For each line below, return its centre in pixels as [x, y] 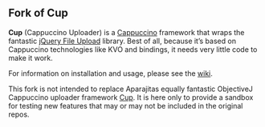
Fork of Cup [38, 13]
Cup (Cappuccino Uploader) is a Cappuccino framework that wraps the [126, 32]
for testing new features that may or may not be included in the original [126, 105]
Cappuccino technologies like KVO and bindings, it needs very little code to [133, 49]
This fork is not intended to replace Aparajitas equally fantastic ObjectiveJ [130, 89]
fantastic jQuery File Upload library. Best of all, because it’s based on [122, 41]
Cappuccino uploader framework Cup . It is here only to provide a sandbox [131, 97]
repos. [19, 114]
